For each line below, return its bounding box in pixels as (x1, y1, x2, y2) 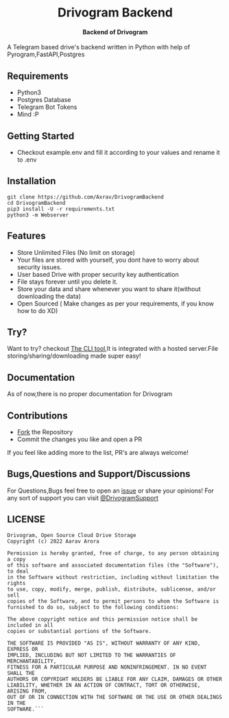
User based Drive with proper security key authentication (16, 270, 180, 278)
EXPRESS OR (7, 645, 38, 652)
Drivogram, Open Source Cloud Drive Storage (7, 532, 136, 538)
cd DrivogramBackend (7, 199, 67, 206)
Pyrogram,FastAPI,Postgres (7, 50, 85, 59)
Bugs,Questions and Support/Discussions (7, 468, 191, 480)
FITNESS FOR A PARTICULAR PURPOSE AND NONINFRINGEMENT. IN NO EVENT (7, 663, 207, 671)
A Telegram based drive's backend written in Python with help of (7, 43, 191, 51)
